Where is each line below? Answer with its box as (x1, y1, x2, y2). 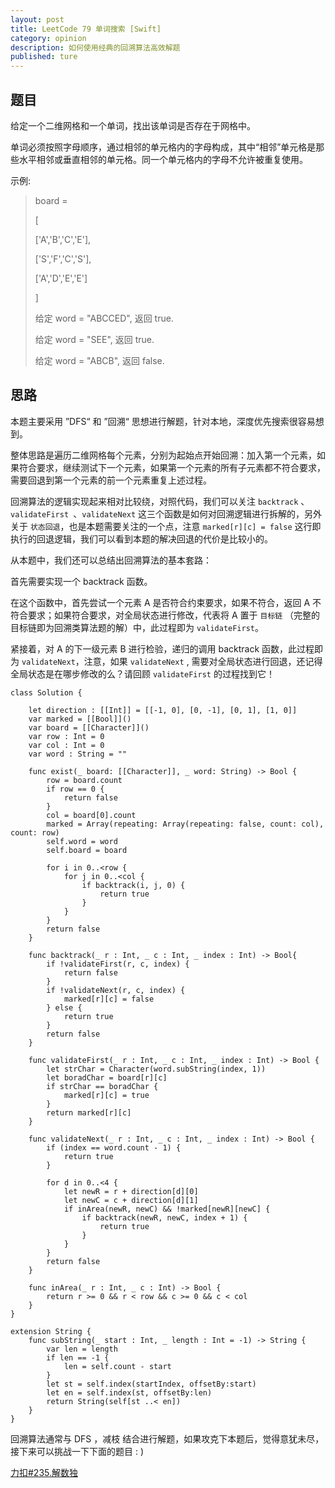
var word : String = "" (28, 749, 128, 759)
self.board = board (46, 845, 128, 855)
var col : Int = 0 (28, 740, 105, 750)
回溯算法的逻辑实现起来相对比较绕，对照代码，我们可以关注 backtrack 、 (10, 495, 310, 507)
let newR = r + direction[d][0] (63, 1186, 199, 1196)
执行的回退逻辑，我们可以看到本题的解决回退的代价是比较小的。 (10, 532, 273, 545)
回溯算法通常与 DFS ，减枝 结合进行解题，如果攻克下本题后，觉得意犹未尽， (10, 1432, 325, 1445)
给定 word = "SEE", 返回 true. (34, 333, 155, 345)
